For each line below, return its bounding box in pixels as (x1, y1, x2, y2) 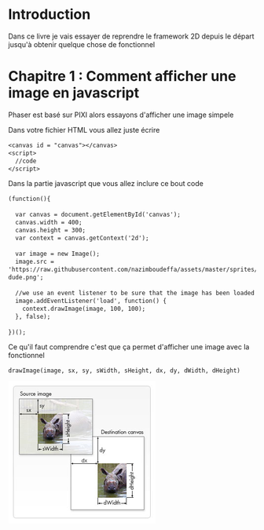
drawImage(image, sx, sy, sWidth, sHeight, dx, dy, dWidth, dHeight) (8, 367, 241, 375)
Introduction (8, 5, 91, 24)
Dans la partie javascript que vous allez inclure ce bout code (8, 178, 204, 188)
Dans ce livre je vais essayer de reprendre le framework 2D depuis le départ (8, 31, 255, 41)
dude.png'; (8, 273, 44, 281)
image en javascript (8, 84, 140, 102)
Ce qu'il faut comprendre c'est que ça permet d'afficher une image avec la (8, 342, 250, 351)
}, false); (15, 313, 51, 320)
